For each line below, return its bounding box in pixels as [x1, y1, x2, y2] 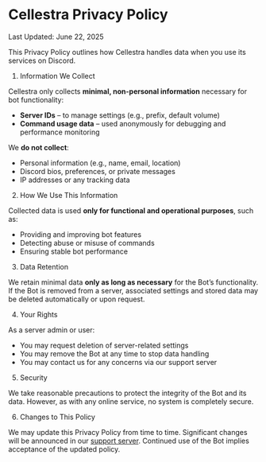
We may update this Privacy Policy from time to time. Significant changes [8, 427, 248, 437]
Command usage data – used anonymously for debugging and [19, 118, 226, 128]
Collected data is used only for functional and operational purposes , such [8, 205, 254, 215]
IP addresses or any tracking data [19, 175, 130, 184]
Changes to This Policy [19, 412, 95, 421]
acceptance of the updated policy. [8, 444, 121, 454]
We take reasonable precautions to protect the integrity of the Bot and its [8, 388, 247, 398]
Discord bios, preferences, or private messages [19, 166, 176, 176]
